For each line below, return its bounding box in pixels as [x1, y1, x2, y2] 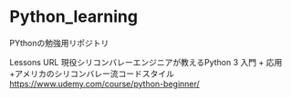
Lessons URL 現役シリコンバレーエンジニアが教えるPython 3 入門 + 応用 [9, 56, 283, 67]
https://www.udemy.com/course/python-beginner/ [9, 78, 201, 89]
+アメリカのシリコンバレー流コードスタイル [9, 68, 175, 79]
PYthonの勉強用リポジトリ [9, 37, 109, 48]
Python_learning [9, 6, 139, 27]
